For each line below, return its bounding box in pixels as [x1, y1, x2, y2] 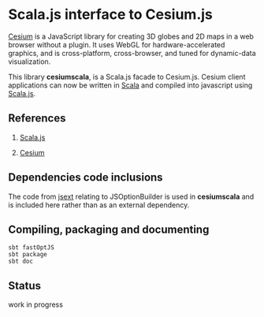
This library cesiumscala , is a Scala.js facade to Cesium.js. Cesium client [8, 72, 246, 81]
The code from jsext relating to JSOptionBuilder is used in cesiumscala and [8, 192, 255, 201]
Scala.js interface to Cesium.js [8, 6, 213, 24]
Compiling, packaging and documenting [8, 222, 210, 236]
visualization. [8, 57, 51, 66]
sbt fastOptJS [8, 244, 55, 252]
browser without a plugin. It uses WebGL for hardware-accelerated [8, 39, 225, 49]
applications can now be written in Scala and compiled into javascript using [8, 80, 253, 90]
